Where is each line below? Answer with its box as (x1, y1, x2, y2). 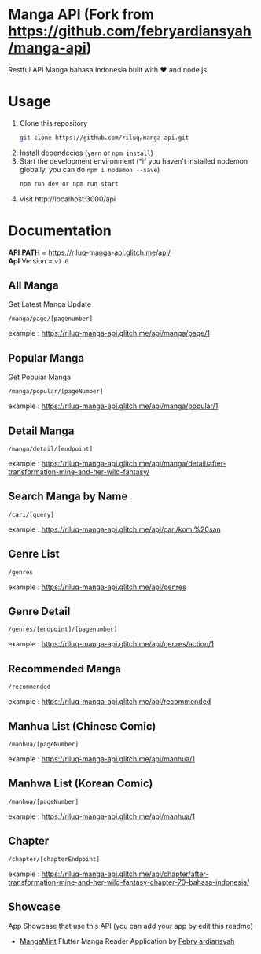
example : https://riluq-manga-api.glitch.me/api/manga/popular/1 (8, 401, 219, 411)
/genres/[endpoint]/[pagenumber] (8, 625, 118, 634)
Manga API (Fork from (8, 6, 155, 24)
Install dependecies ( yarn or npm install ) (19, 148, 153, 157)
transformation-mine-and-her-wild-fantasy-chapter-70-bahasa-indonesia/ (8, 877, 250, 886)
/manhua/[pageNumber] (8, 741, 79, 749)
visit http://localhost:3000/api (19, 194, 116, 204)
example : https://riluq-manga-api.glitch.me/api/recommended (8, 697, 211, 706)
